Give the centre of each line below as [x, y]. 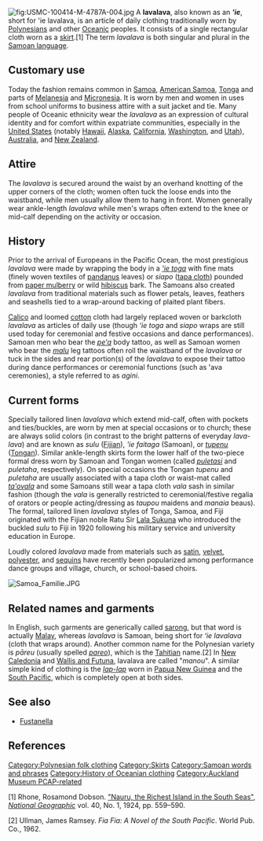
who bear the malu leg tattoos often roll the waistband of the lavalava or [125, 351]
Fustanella [36, 721]
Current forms [44, 400]
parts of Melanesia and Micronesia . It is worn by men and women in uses [126, 98]
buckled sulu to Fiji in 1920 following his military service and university [122, 528]
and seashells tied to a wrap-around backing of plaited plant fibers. [117, 302]
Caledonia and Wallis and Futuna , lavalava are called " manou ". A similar [124, 661]
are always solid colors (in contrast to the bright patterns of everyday [120, 436]
